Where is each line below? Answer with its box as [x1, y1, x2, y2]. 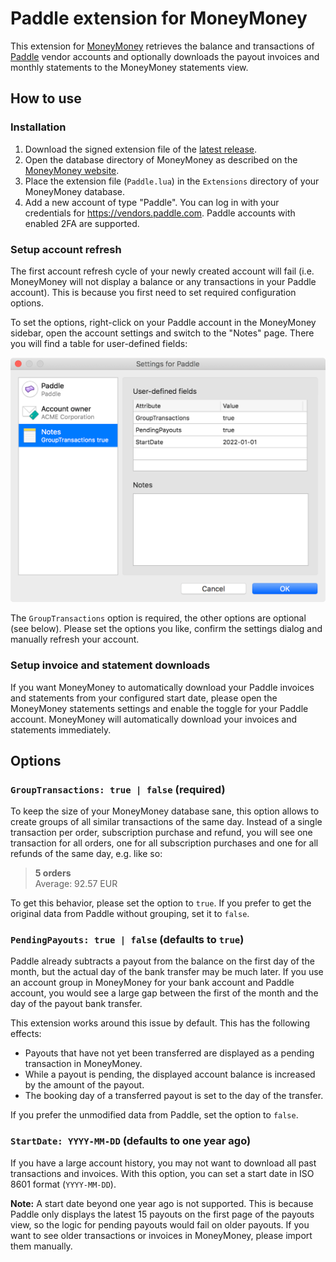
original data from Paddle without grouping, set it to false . [10, 908, 250, 920]
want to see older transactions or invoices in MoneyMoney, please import [10, 1229, 313, 1241]
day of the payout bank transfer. [10, 998, 143, 1010]
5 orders [34, 867, 72, 879]
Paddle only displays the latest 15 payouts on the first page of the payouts [10, 1208, 315, 1220]
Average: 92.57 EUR [34, 878, 118, 890]
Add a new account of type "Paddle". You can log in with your [24, 196, 280, 208]
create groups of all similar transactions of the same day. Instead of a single [10, 816, 323, 828]
